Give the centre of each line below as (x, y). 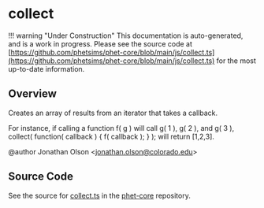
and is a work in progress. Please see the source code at (100, 43)
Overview (33, 94)
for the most (236, 61)
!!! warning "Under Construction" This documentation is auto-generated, (126, 35)
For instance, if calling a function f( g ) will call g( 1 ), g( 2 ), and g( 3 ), (121, 128)
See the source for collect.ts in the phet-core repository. (99, 195)
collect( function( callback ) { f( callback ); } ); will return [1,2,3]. (112, 136)
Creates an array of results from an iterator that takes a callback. (113, 113)
